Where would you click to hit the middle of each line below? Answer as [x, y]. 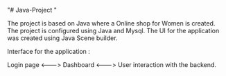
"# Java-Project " [32, 10]
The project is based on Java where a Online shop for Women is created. [111, 23]
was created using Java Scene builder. [62, 38]
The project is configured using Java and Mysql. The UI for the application [113, 31]
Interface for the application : [49, 51]
